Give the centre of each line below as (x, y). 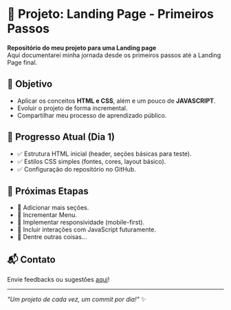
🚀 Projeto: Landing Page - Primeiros (111, 14)
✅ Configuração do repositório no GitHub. (76, 169)
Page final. (22, 62)
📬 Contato (32, 259)
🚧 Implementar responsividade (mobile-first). (81, 223)
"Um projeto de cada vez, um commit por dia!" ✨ (77, 300)
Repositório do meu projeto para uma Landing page (82, 48)
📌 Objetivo (30, 84)
